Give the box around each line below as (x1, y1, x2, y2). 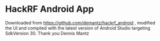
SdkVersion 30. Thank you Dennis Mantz (5, 30, 89, 36)
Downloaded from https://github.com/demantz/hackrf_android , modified (5, 20, 155, 26)
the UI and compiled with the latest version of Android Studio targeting (5, 25, 150, 31)
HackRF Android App (5, 3, 94, 15)
